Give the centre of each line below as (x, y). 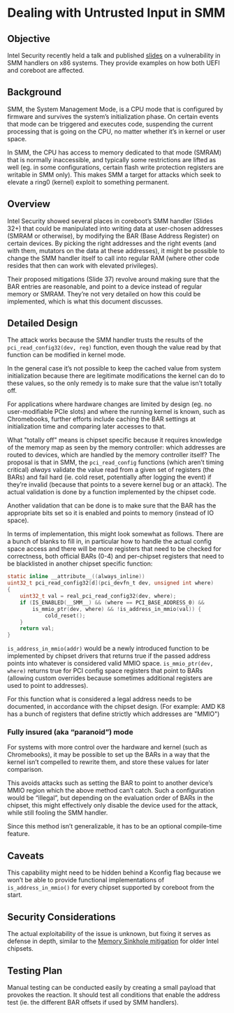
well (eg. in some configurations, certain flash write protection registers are (116, 167)
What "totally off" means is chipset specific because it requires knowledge (115, 440)
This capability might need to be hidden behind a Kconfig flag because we (114, 872)
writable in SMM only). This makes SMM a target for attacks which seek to (114, 174)
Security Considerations (62, 917)
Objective (29, 39)
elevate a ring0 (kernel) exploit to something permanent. (88, 182)
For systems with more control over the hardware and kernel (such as (107, 747)
